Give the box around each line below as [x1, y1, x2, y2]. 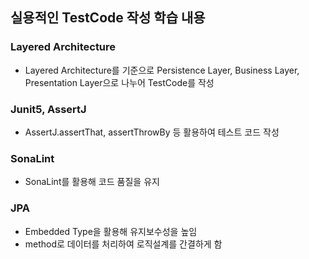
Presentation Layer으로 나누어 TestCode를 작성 [24, 76, 215, 88]
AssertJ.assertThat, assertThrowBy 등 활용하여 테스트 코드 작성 [24, 126, 280, 138]
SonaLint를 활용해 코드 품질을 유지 [24, 176, 160, 188]
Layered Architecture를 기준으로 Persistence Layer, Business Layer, [24, 64, 300, 76]
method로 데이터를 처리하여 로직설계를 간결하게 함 [24, 238, 223, 250]
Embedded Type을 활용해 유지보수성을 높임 [24, 225, 198, 237]
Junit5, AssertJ [10, 102, 87, 116]
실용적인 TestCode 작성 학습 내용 [10, 9, 206, 27]
